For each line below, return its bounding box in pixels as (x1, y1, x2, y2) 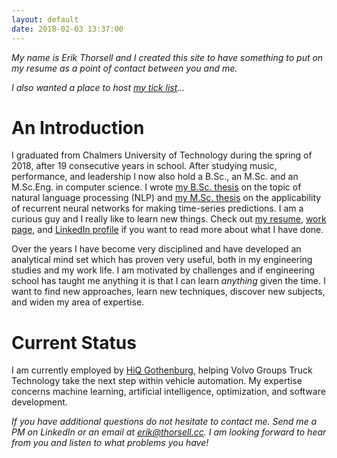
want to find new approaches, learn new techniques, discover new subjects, (11, 286, 326, 298)
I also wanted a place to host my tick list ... (11, 81, 186, 93)
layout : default (11, 14, 79, 25)
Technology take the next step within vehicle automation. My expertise (11, 375, 303, 387)
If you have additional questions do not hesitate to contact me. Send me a (11, 416, 318, 428)
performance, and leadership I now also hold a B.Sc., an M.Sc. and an (11, 171, 299, 183)
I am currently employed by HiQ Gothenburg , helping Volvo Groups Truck (11, 364, 313, 376)
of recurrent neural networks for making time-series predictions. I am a (11, 202, 304, 215)
